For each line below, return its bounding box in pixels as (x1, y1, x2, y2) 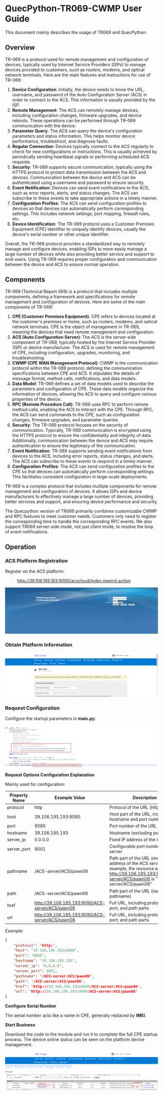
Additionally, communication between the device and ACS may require (12, 438, 153, 443)
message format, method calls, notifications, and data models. (12, 375, 137, 381)
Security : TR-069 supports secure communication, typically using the (12, 164, 153, 170)
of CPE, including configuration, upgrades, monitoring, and (12, 349, 130, 355)
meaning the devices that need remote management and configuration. (12, 329, 155, 335)
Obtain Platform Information (5, 641, 73, 648)
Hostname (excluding (109, 830, 152, 836)
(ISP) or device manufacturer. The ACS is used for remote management (12, 344, 155, 350)
